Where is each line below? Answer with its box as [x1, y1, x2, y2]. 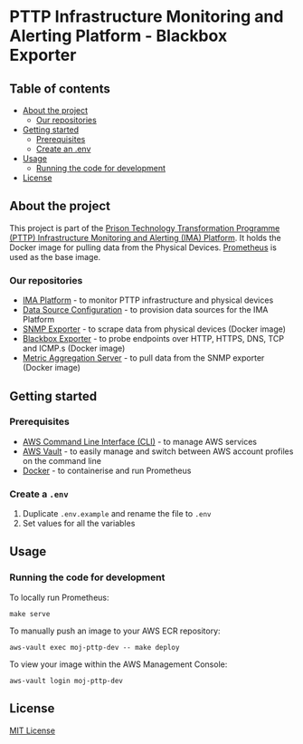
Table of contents [9, 81, 110, 96]
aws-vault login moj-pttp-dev [9, 676, 124, 685]
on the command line [22, 455, 102, 466]
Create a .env [9, 488, 70, 500]
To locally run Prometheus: [9, 592, 109, 603]
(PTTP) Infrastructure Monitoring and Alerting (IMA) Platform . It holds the [9, 232, 282, 243]
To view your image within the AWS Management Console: [9, 659, 228, 670]
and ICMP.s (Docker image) [22, 343, 126, 354]
